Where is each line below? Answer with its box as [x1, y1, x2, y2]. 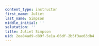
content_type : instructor [5, 7, 57, 12]
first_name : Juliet [5, 11, 45, 16]
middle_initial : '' [5, 20, 45, 25]
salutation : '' [5, 25, 36, 30]
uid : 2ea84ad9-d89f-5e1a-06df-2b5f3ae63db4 [5, 34, 95, 39]
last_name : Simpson [5, 16, 45, 21]
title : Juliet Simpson [5, 29, 51, 34]
